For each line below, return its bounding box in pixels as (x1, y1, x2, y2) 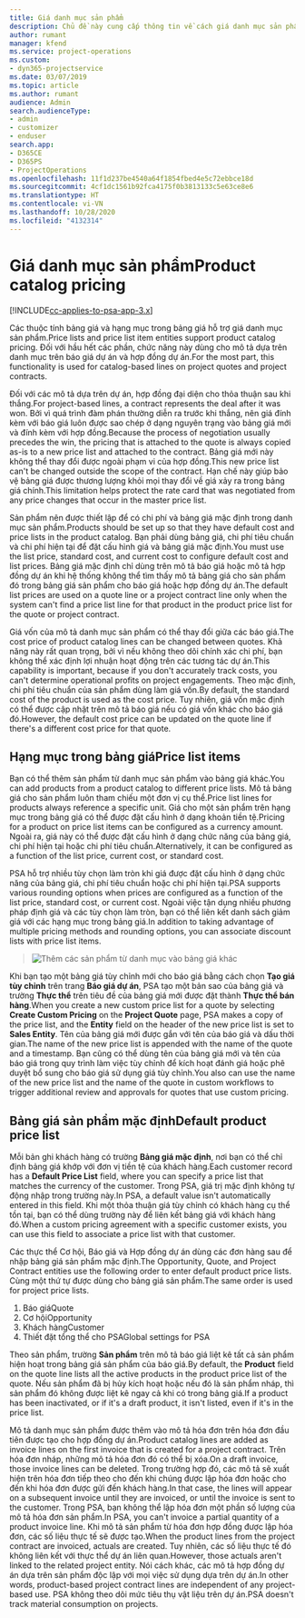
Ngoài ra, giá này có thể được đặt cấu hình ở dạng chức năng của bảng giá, (9, 831, 291, 842)
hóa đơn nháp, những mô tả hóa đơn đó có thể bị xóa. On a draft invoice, (9, 1453, 279, 1464)
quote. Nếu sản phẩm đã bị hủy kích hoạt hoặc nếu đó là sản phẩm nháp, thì (9, 1378, 295, 1389)
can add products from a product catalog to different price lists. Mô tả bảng (9, 783, 292, 794)
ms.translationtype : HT (9, 191, 100, 200)
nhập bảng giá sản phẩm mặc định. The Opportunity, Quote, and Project (9, 1256, 277, 1267)
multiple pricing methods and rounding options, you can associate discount (9, 926, 291, 937)
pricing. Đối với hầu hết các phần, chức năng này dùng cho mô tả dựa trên (9, 342, 288, 353)
